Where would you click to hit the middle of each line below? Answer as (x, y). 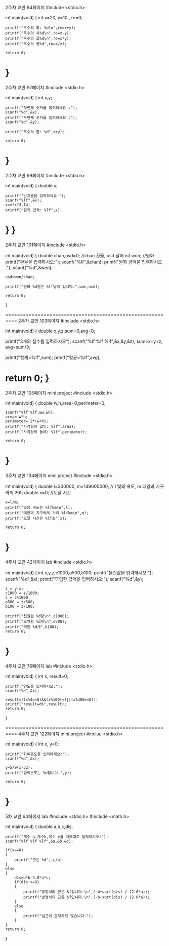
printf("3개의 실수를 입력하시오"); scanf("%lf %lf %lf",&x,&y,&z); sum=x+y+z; (84, 341)
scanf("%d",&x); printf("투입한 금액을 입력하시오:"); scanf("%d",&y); (74, 579)
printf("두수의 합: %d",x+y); (35, 132)
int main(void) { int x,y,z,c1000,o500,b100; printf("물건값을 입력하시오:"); (79, 573)
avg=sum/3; (18, 347)
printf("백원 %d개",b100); (32, 627)
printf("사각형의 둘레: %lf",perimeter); (46, 432)
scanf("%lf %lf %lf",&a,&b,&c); (39, 841)
